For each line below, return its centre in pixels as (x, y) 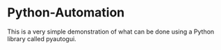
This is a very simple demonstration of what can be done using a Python (111, 32)
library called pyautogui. (42, 38)
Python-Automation (66, 13)
